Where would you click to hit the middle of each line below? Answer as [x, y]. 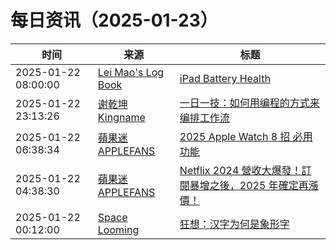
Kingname [121, 117]
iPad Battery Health [225, 78]
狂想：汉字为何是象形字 [234, 224]
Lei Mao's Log [131, 72]
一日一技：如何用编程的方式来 [249, 103]
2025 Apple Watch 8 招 [235, 136]
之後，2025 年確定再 [259, 185]
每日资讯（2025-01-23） [114, 20]
